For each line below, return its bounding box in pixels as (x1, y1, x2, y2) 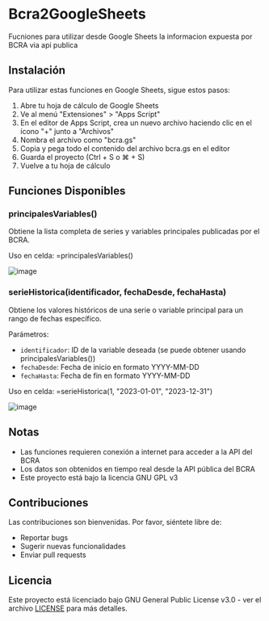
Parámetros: (8, 329, 49, 339)
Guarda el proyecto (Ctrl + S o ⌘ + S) (19, 152, 145, 162)
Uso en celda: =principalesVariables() (8, 251, 133, 261)
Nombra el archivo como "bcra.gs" (19, 135, 137, 145)
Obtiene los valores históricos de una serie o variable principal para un (8, 304, 244, 315)
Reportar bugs (19, 533, 69, 543)
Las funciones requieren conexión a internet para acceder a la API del (19, 447, 253, 456)
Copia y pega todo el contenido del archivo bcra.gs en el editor (19, 143, 230, 153)
